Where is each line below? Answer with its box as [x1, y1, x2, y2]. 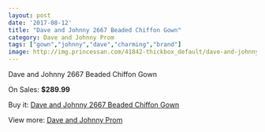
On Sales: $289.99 [8, 85, 71, 94]
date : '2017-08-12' [8, 19, 73, 27]
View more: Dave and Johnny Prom [8, 115, 123, 124]
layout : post [8, 11, 51, 20]
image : [8, 48, 30, 56]
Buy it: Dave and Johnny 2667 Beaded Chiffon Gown [8, 100, 180, 109]
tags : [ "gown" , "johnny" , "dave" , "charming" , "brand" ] [8, 41, 181, 49]
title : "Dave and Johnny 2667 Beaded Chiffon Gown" [8, 26, 181, 34]
